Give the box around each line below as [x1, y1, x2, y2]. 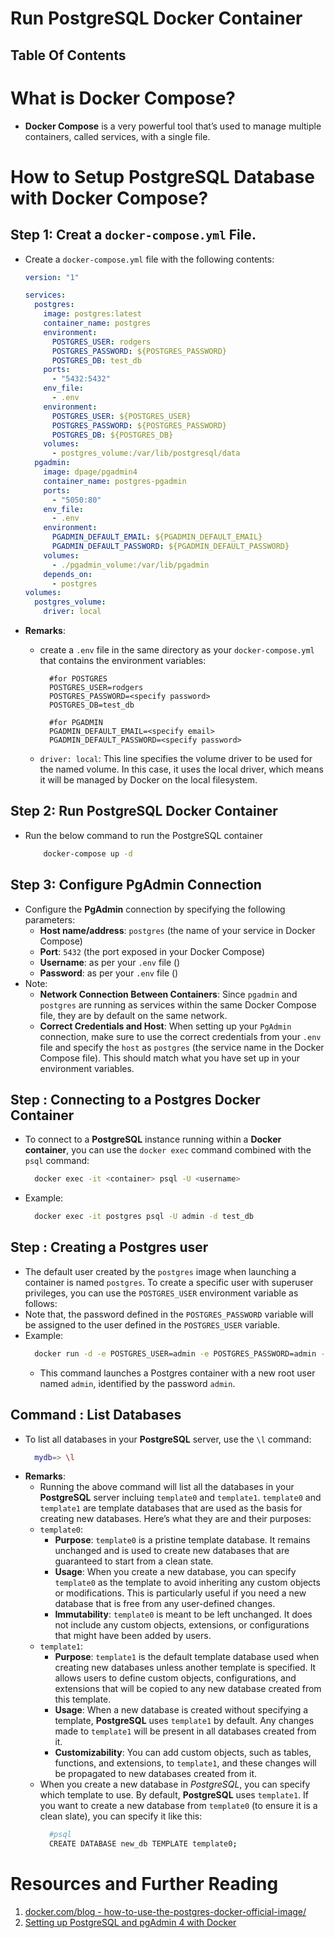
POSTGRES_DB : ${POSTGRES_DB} [51, 430, 174, 440]
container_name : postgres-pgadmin [43, 476, 187, 486]
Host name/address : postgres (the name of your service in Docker [39, 924, 316, 936]
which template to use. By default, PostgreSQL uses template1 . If [39, 1789, 310, 1801]
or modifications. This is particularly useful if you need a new [54, 1587, 307, 1599]
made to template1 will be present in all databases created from [54, 1725, 317, 1737]
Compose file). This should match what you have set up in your [39, 1052, 300, 1064]
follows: [24, 1297, 58, 1309]
